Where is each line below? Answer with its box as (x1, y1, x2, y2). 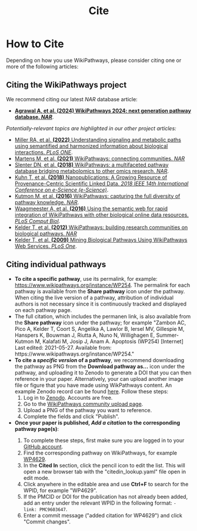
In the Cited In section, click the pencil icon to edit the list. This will (23, 462, 185, 469)
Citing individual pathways (6, 260, 106, 270)
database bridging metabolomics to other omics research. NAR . (14, 167, 169, 174)
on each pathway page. (14, 306, 72, 313)
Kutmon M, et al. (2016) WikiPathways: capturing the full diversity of (14, 193, 181, 200)
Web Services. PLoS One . (14, 243, 78, 250)
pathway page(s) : (14, 425, 59, 432)
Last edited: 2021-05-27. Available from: (14, 344, 112, 351)
